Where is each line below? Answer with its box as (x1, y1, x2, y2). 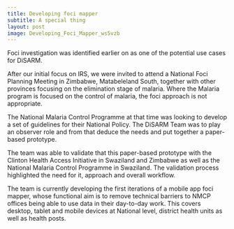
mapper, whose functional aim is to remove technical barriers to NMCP (7, 192, 211, 200)
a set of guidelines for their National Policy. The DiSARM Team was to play (7, 120, 221, 129)
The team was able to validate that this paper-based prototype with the (7, 149, 212, 157)
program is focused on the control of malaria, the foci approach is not (7, 92, 207, 101)
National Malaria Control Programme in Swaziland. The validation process (7, 163, 219, 172)
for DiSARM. (7, 57, 43, 65)
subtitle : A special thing (7, 17, 86, 24)
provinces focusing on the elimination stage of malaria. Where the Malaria (7, 84, 220, 93)
